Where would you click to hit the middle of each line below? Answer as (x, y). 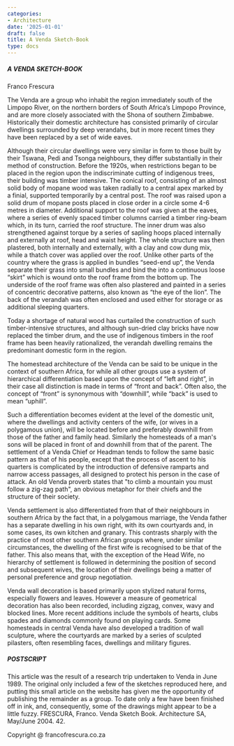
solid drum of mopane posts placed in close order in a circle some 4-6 (109, 202)
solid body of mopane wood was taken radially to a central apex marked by (115, 188)
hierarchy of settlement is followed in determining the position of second (112, 562)
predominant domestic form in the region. (67, 350)
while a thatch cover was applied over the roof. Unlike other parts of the (111, 255)
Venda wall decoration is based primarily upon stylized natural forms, (107, 590)
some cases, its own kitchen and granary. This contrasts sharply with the (112, 532)
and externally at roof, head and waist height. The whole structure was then (116, 240)
